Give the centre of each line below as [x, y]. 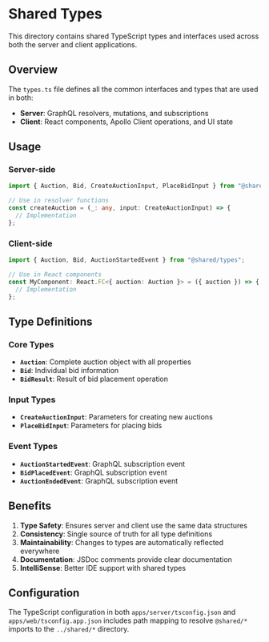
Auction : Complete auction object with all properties [106, 362]
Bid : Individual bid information [69, 371]
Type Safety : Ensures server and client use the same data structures [134, 525]
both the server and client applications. [73, 44]
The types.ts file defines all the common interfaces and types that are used [133, 89]
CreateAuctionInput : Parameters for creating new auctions [116, 417]
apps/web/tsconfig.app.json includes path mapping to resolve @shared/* [128, 620]
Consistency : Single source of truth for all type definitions [116, 534]
